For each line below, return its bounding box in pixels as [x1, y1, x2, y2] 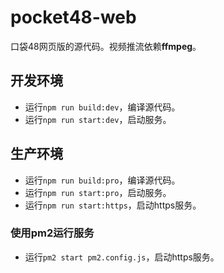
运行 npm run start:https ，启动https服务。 [24, 199, 202, 211]
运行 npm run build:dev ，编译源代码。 [24, 101, 181, 113]
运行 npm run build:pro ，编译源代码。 [24, 174, 181, 186]
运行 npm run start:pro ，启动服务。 [24, 186, 172, 198]
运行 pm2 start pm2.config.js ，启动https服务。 [24, 251, 220, 263]
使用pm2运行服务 [10, 226, 95, 240]
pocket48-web [10, 6, 137, 29]
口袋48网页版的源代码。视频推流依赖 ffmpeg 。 [10, 40, 202, 52]
